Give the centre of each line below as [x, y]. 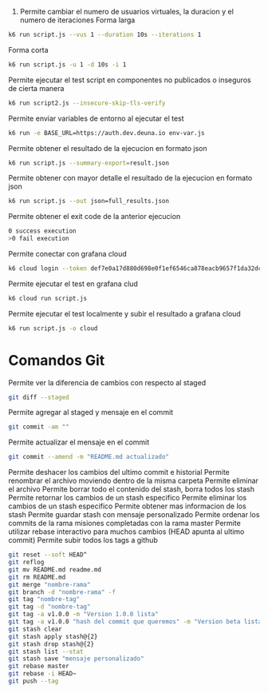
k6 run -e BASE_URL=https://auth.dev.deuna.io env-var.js [106, 133]
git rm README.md [37, 577]
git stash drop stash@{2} [51, 644]
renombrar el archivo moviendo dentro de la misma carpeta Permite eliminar [134, 481]
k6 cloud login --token [48, 269]
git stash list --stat [46, 651]
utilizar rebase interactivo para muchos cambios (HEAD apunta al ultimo [126, 532]
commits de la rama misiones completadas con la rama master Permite [124, 524]
